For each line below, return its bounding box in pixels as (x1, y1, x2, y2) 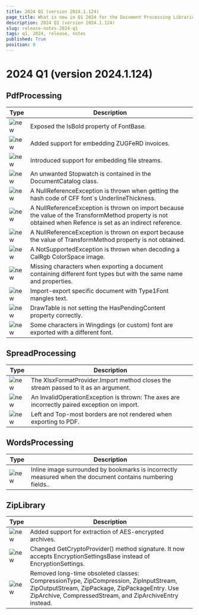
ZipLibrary (6, 500, 46, 510)
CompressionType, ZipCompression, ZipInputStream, (30, 576, 178, 585)
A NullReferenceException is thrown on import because (30, 203, 184, 212)
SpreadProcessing (6, 348, 76, 359)
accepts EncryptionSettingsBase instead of (30, 552, 150, 560)
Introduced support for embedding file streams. (30, 156, 162, 164)
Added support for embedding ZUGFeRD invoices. (30, 139, 170, 147)
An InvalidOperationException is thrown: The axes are (30, 393, 180, 401)
